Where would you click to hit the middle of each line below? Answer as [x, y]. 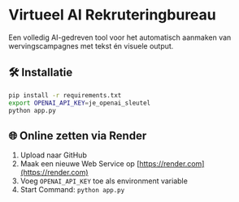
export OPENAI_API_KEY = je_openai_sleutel [80, 103]
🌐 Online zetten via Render [78, 135]
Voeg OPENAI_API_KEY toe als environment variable [104, 181]
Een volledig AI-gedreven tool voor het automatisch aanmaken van [120, 37]
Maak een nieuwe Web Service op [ [80, 164]
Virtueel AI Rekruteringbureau [113, 15]
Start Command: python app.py [72, 190]
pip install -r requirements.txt [65, 95]
